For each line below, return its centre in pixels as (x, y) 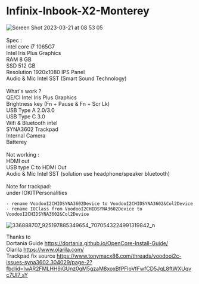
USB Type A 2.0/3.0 (30, 110)
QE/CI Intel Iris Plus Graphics (42, 97)
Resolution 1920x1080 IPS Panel (46, 72)
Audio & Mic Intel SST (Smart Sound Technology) (66, 78)
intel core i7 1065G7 (31, 47)
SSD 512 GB (21, 65)
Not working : (23, 154)
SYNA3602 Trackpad (32, 129)
